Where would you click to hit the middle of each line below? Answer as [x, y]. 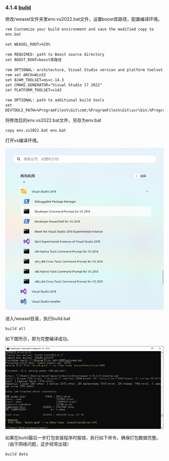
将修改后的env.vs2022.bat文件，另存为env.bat [53, 121]
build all [16, 329]
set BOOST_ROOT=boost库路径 [33, 60]
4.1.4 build [18, 8]
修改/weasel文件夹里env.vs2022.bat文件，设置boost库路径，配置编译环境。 [84, 19]
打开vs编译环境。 [23, 141]
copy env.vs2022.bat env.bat [36, 131]
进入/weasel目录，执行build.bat [38, 318]
